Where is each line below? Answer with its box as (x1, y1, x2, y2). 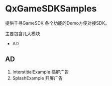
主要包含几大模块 (5, 30, 40, 36)
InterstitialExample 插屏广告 (12, 69, 69, 75)
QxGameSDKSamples (5, 3, 97, 14)
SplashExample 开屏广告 (12, 75, 63, 81)
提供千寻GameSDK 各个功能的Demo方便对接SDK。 (5, 20, 110, 26)
